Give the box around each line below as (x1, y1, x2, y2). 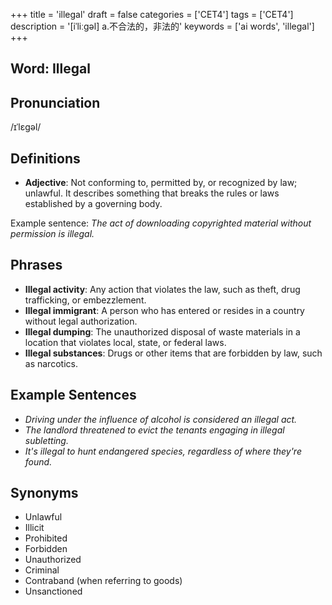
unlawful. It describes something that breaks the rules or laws (24, 187, 280, 199)
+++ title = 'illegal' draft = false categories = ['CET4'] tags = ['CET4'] (10, 9, 294, 20)
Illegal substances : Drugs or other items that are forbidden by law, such (24, 347, 323, 359)
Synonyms (10, 485, 79, 502)
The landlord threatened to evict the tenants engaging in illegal (24, 424, 285, 436)
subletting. (24, 434, 69, 446)
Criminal (24, 564, 60, 576)
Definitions (10, 150, 81, 167)
